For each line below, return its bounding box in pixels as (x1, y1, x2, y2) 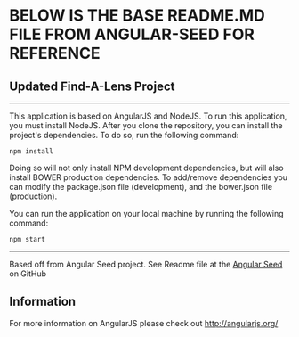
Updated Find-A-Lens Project (9, 78, 175, 94)
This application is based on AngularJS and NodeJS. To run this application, (9, 111, 287, 121)
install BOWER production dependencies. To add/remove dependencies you (9, 172, 287, 183)
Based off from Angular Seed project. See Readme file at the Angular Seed (9, 259, 283, 269)
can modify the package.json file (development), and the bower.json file (9, 182, 273, 192)
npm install (9, 147, 53, 156)
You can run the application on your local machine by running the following (9, 209, 284, 218)
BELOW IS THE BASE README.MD (9, 5, 265, 26)
